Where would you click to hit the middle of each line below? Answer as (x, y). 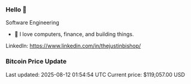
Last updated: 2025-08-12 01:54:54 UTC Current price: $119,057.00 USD (95, 74)
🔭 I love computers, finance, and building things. (74, 34)
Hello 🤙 (16, 10)
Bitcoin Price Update (36, 61)
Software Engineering (32, 23)
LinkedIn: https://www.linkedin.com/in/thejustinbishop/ (73, 46)
